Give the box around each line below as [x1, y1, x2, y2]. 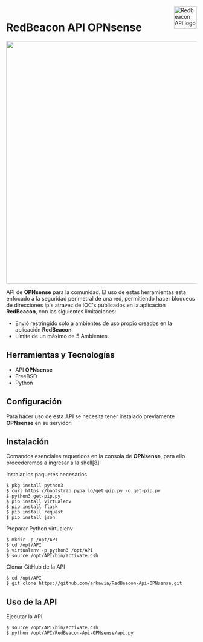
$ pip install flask [6, 504, 59, 510]
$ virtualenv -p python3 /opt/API [6, 547, 94, 553]
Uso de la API [6, 597, 57, 607]
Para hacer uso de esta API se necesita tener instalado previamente [6, 412, 175, 420]
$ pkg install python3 [6, 483, 63, 489]
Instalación [6, 436, 50, 447]
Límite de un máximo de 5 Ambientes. [14, 332, 109, 339]
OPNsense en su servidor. [6, 419, 72, 426]
